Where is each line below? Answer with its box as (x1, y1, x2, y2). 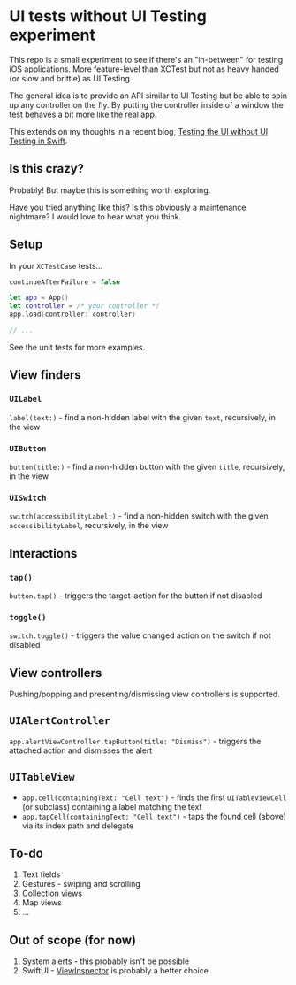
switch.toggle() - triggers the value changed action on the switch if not (9, 630, 271, 641)
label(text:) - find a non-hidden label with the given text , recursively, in (9, 412, 277, 422)
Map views (21, 897, 62, 908)
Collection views (21, 888, 82, 899)
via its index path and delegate (21, 820, 134, 831)
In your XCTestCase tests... (9, 260, 103, 271)
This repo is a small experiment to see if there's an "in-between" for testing (9, 54, 284, 65)
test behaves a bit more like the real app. (9, 109, 157, 119)
